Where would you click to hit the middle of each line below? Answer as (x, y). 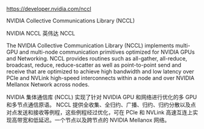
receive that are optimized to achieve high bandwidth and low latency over (100, 72)
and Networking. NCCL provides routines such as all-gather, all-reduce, (97, 58)
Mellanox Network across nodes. (48, 84)
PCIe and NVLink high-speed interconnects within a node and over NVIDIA (100, 78)
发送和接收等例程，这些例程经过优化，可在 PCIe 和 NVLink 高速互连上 (105, 112)
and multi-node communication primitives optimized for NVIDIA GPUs (107, 52)
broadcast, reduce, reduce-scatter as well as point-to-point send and (94, 65)
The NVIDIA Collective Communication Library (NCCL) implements (90, 46)
